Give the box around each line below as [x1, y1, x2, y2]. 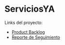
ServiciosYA [4, 3, 55, 15]
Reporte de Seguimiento [11, 34, 60, 40]
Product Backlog [11, 29, 45, 35]
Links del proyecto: [4, 20, 43, 25]
